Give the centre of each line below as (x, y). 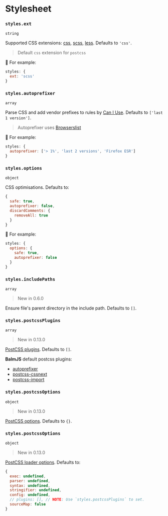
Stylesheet (28, 9)
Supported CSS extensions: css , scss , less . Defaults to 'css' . (68, 43)
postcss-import (28, 380)
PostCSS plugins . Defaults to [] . (38, 349)
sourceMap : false (28, 504)
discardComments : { (30, 210)
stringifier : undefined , (36, 490)
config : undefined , (30, 495)
